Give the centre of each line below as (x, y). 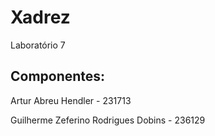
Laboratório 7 (38, 45)
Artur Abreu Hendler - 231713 (71, 100)
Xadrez (40, 17)
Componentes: (58, 76)
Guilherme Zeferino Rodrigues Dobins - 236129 (108, 120)
